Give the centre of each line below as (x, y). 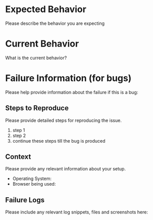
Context (18, 157)
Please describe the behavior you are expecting (55, 23)
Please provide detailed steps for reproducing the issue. (64, 120)
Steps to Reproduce (37, 108)
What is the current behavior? (36, 58)
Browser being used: (34, 184)
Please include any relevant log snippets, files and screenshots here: (76, 212)
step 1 (19, 130)
